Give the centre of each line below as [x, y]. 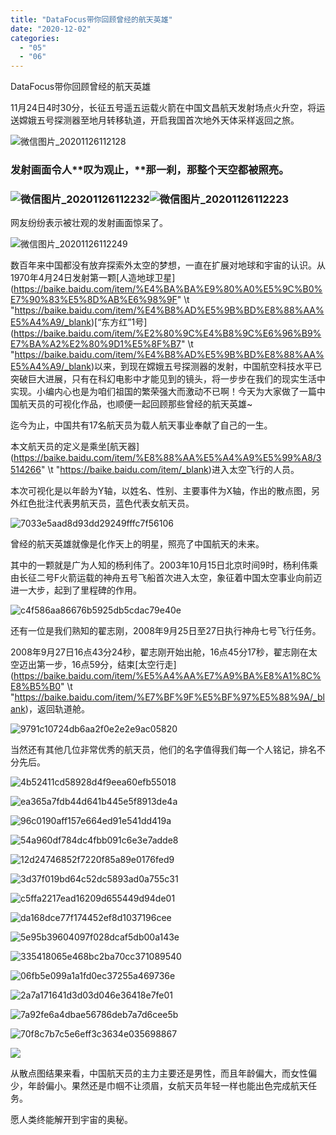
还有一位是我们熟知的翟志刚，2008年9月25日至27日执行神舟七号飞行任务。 [166, 631]
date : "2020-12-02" [51, 29]
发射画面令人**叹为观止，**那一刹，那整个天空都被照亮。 [150, 170]
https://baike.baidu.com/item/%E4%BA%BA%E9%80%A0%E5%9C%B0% [168, 289]
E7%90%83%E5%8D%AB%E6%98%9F [94, 300]
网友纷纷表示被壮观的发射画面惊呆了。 [89, 223]
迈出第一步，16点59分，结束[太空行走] [97, 665]
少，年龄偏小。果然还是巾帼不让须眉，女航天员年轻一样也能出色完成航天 [159, 1086]
